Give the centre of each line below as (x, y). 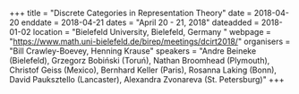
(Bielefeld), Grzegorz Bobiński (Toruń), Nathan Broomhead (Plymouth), (140, 60)
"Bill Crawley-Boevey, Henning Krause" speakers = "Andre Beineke (133, 51)
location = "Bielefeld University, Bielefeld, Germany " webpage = (152, 32)
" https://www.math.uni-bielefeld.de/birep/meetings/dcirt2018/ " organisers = (150, 41)
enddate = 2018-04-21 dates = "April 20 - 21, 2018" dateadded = (140, 22)
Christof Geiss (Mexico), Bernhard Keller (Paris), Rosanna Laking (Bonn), (143, 70)
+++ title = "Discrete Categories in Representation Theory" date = (131, 13)
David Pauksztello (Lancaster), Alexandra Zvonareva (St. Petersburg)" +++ (147, 79)
